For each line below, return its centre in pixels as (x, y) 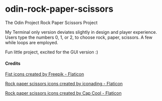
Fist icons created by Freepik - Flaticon (45, 74)
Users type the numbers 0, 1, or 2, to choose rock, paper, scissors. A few (79, 37)
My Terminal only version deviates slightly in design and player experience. (81, 32)
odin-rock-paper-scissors (59, 9)
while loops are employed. (32, 42)
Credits (13, 63)
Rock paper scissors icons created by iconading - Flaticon (64, 84)
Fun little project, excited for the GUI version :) (52, 52)
